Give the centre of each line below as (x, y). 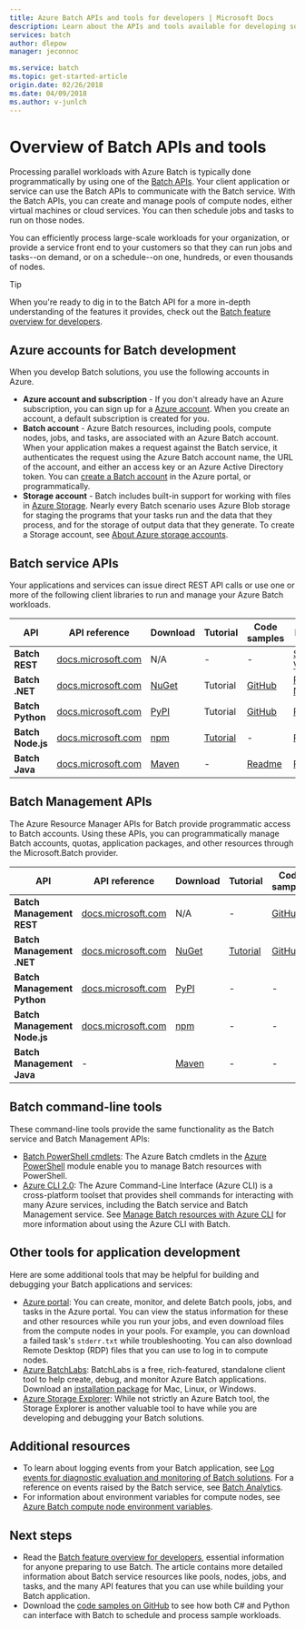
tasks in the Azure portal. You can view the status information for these (155, 1312)
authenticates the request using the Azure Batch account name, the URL (157, 458)
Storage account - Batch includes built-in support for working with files (157, 496)
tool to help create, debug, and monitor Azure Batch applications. (144, 1379)
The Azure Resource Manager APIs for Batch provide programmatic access (150, 823)
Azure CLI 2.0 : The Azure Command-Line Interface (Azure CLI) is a (148, 1185)
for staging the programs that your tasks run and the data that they (147, 516)
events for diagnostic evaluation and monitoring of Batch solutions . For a (158, 1478)
